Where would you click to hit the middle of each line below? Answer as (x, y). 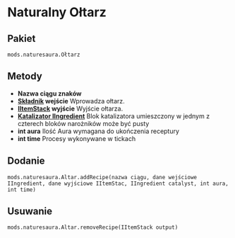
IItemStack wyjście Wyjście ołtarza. (70, 108)
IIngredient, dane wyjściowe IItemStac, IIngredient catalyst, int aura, (118, 183)
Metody (25, 76)
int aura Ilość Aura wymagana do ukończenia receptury (98, 131)
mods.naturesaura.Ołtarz (44, 55)
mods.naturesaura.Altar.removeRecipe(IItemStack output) (93, 227)
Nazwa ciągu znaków (49, 93)
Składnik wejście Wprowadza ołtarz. (71, 101)
